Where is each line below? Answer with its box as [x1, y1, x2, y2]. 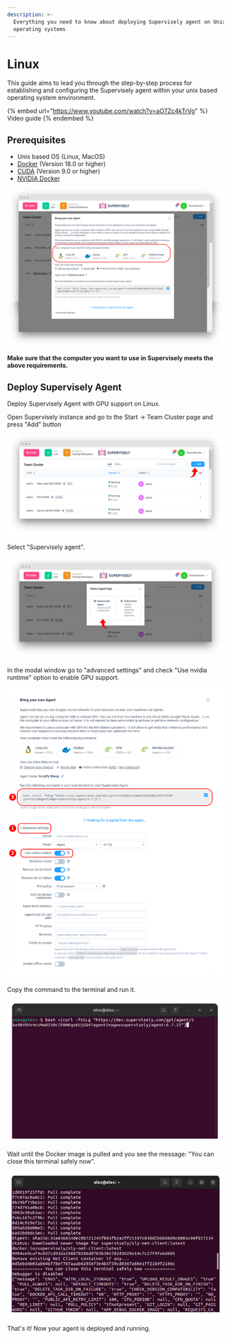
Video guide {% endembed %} [7, 114, 94, 123]
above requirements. [7, 362, 69, 370]
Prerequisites [7, 134, 66, 146]
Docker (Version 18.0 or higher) [16, 160, 107, 168]
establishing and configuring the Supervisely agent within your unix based [7, 86, 218, 94]
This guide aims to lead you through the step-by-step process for [7, 79, 192, 87]
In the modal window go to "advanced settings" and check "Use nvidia [7, 665, 208, 674]
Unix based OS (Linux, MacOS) [16, 152, 105, 161]
